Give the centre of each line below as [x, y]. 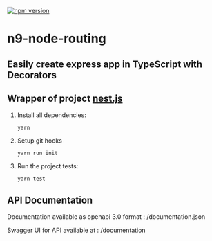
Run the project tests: [48, 166]
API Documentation [50, 200]
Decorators [32, 75]
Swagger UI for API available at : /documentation [77, 230]
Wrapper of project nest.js [65, 98]
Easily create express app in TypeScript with [105, 64]
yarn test [31, 179]
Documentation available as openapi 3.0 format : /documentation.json [106, 217]
